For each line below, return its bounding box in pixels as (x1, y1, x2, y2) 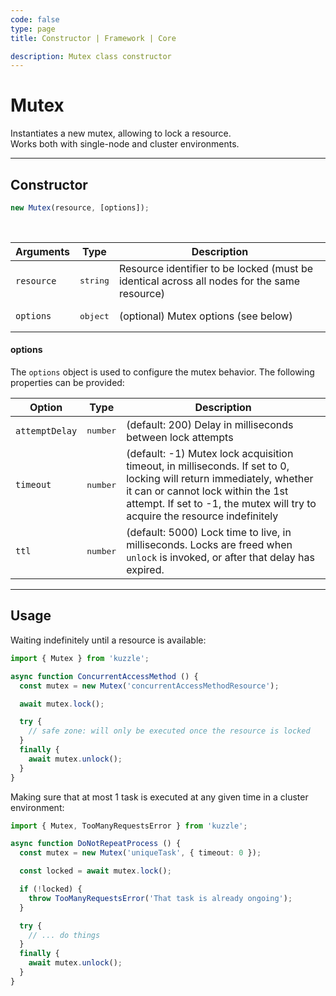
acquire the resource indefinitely (126, 509, 279, 523)
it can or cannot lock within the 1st (126, 484, 289, 498)
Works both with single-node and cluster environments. (10, 138, 240, 150)
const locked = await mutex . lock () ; (19, 866, 172, 876)
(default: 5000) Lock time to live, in (126, 526, 292, 540)
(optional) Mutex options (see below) (118, 309, 293, 323)
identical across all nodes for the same (118, 274, 300, 288)
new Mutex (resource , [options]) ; (10, 203, 150, 213)
